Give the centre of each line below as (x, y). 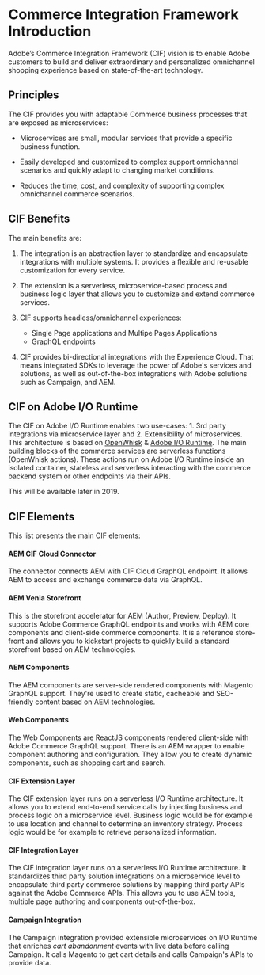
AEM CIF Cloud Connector (52, 554)
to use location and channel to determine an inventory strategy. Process (125, 824)
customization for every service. (72, 270)
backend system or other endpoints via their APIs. (90, 476)
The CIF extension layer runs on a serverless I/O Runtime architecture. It (126, 798)
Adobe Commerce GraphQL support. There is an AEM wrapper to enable (127, 746)
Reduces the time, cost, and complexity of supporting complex (122, 185)
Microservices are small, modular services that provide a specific (126, 138)
